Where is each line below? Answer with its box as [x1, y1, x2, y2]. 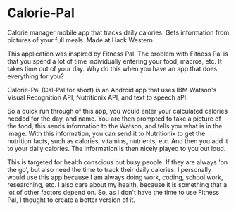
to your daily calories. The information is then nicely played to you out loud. [7, 144, 226, 152]
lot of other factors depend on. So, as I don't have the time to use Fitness [7, 188, 220, 196]
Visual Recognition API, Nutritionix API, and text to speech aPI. [7, 93, 188, 102]
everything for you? [7, 72, 65, 80]
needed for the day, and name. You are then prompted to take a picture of [7, 114, 222, 123]
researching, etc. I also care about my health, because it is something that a [7, 180, 228, 188]
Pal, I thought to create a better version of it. [7, 195, 136, 204]
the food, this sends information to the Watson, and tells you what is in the [7, 121, 223, 130]
